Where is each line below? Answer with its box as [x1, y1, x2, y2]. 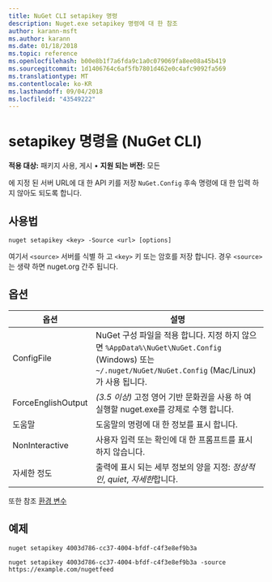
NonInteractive [12, 439, 69, 451]
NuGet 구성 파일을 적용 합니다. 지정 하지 [96, 330, 240, 341]
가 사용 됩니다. [96, 376, 147, 387]
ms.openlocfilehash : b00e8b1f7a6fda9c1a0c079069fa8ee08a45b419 [8, 58, 227, 66]
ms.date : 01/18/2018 [8, 42, 79, 50]
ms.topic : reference [8, 50, 79, 58]
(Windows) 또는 [96, 354, 155, 365]
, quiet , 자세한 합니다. [103, 473, 178, 485]
